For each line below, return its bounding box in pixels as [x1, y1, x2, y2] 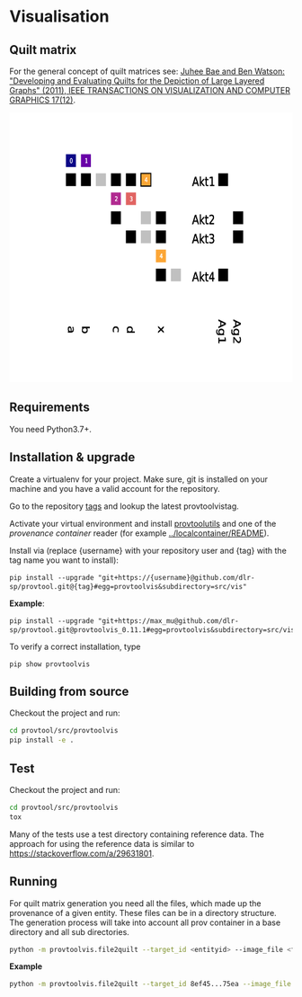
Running [9, 874, 58, 889]
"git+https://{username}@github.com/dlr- [97, 573, 255, 582]
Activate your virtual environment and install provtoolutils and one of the [9, 518, 277, 529]
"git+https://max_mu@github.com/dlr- [97, 616, 240, 626]
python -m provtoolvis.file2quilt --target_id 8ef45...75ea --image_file [9, 980, 292, 989]
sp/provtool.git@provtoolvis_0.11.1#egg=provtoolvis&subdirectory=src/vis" [9, 625, 299, 635]
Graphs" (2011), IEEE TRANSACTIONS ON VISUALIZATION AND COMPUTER [9, 85, 290, 95]
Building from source [9, 684, 129, 699]
